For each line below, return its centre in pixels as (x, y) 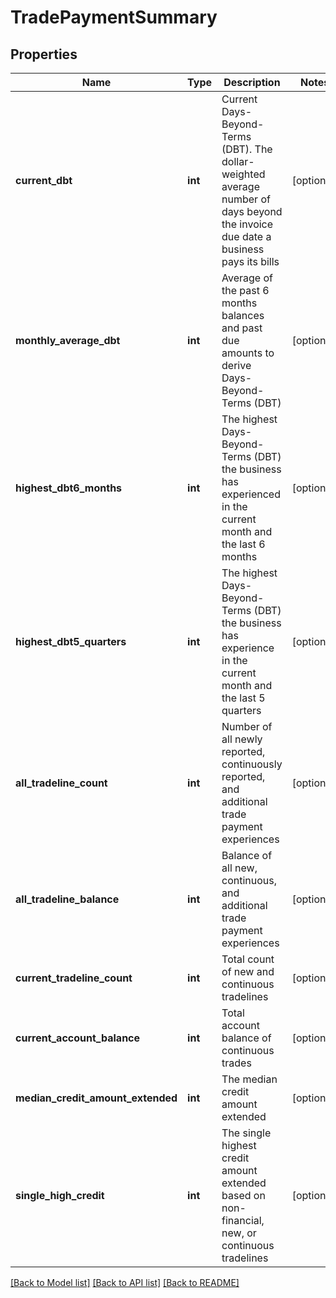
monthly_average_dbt (68, 340)
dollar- (238, 161)
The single (246, 1133)
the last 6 (243, 544)
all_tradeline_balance (67, 899)
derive (236, 365)
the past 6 (245, 290)
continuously (252, 764)
